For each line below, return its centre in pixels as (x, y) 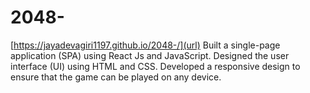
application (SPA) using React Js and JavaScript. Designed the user (150, 55)
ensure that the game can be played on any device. (116, 77)
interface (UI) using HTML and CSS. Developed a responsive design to (155, 66)
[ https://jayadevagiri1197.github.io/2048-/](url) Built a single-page (145, 45)
